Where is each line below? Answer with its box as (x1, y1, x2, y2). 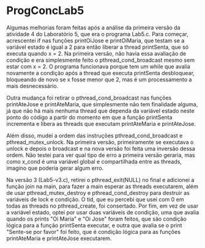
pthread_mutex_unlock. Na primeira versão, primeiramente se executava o (6, 138, 194, 145)
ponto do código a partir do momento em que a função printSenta (6, 114, 173, 121)
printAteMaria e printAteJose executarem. (6, 235, 112, 242)
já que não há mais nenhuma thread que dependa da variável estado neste (6, 107, 195, 114)
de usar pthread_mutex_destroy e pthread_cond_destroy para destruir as (6, 189, 190, 196)
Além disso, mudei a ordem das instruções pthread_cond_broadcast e (6, 132, 183, 139)
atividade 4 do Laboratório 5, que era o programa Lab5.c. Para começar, (6, 30, 188, 37)
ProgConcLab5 (6, 4, 84, 18)
